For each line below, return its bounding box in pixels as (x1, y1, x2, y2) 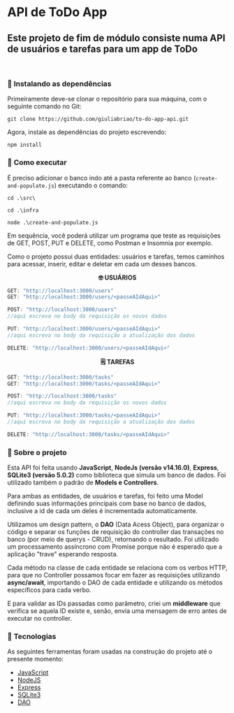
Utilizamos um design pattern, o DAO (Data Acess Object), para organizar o (7, 520, 225, 528)
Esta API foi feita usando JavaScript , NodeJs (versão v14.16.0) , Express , (7, 463, 219, 472)
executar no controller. (7, 614, 72, 623)
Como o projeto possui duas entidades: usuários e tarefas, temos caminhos (7, 252, 225, 261)
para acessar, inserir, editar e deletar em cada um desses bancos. (7, 259, 197, 268)
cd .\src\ (7, 194, 36, 201)
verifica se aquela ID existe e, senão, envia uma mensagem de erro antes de (7, 607, 227, 615)
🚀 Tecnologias (7, 632, 57, 642)
